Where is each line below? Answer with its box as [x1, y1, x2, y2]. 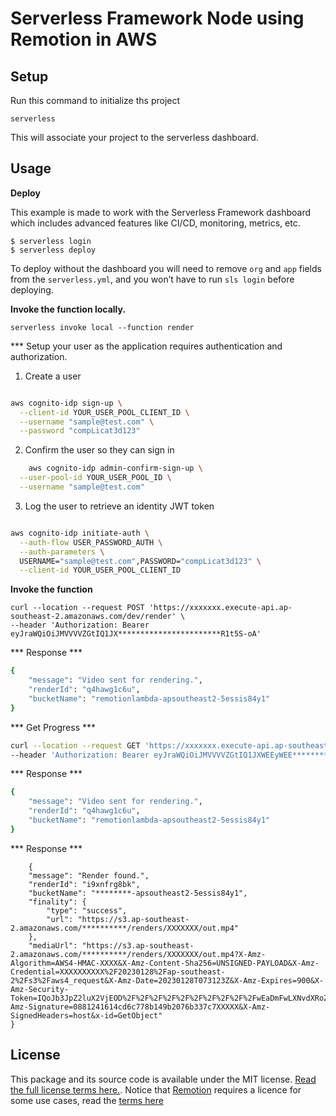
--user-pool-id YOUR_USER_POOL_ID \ [19, 473, 172, 483]
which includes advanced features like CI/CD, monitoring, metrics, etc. [10, 217, 301, 229]
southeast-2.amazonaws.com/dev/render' [10, 612, 177, 622]
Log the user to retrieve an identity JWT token [24, 500, 215, 512]
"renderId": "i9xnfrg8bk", [28, 879, 141, 889]
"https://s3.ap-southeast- [77, 914, 190, 924]
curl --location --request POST [10, 603, 145, 613]
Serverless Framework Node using [10, 7, 305, 30]
